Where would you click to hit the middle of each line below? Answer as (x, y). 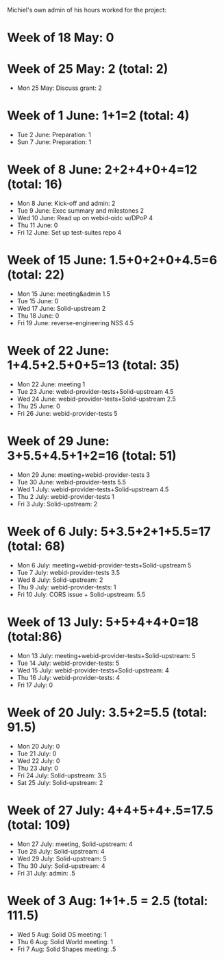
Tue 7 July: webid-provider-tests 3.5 (69, 572)
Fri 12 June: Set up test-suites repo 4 (69, 232)
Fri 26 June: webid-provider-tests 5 (67, 413)
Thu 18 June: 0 (38, 316)
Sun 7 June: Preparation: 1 (54, 142)
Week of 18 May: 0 (61, 38)
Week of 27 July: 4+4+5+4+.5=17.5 (110, 810)
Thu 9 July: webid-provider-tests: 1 (66, 587)
